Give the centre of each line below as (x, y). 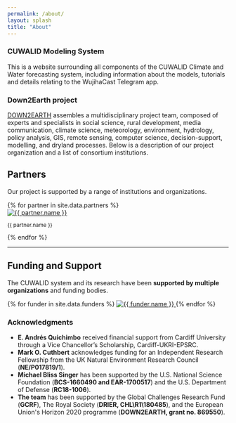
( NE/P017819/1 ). (41, 367)
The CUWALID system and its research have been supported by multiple (113, 282)
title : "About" (29, 27)
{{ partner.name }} (30, 224)
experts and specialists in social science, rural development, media (104, 122)
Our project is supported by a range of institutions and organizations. (107, 191)
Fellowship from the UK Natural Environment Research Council (108, 360)
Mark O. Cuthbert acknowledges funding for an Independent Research (120, 352)
